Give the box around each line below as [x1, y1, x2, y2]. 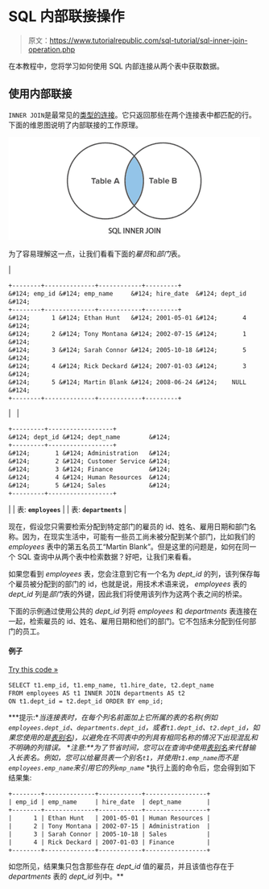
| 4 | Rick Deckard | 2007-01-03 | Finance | [8, 838, 211, 846]
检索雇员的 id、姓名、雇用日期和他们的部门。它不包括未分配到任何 [29, 616, 250, 626]
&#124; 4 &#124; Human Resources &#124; [8, 473, 172, 482]
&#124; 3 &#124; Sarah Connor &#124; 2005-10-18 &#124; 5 [8, 345, 247, 354]
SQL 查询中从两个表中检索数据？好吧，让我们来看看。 [17, 552, 196, 561]
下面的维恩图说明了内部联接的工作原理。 [8, 120, 143, 130]
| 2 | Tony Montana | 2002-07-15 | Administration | [8, 822, 211, 830]
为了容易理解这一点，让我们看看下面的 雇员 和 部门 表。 [8, 249, 185, 258]
